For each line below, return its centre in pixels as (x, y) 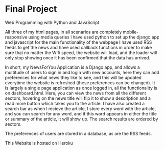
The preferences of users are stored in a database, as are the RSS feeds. (79, 133)
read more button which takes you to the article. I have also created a (75, 103)
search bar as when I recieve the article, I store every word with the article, (81, 109)
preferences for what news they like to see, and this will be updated (73, 77)
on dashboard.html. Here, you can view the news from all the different (76, 93)
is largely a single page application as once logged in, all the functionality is (81, 88)
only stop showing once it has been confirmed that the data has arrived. (78, 57)
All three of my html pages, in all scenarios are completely (64, 32)
